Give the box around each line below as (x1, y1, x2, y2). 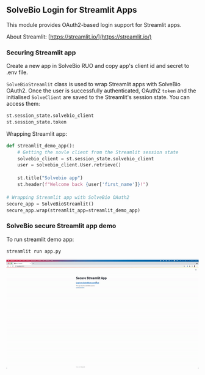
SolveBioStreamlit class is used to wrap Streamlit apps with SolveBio (6, 81, 181, 88)
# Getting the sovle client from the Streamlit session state (17, 149, 179, 155)
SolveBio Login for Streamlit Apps (6, 5, 137, 15)
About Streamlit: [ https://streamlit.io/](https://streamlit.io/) (6, 33, 152, 40)
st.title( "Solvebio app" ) (17, 175, 84, 181)
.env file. (6, 69, 29, 76)
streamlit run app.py (6, 248, 62, 254)
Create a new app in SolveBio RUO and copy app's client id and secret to (6, 62, 190, 70)
